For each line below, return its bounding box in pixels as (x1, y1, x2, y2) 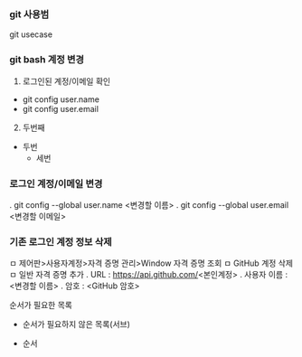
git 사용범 (9, 7, 50, 20)
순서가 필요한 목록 (9, 300, 72, 311)
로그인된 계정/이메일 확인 (22, 75, 111, 87)
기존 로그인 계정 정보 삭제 (9, 235, 113, 248)
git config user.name (22, 93, 99, 105)
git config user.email (22, 103, 99, 114)
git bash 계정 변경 (9, 53, 84, 66)
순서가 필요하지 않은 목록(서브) (22, 319, 131, 330)
